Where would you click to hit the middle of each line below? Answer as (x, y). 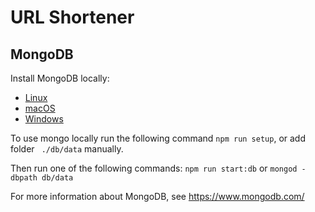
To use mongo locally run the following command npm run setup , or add (158, 138)
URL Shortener (72, 17)
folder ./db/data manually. (67, 149)
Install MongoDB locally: (60, 78)
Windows (44, 119)
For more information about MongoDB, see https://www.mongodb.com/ (157, 196)
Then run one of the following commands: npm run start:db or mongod (154, 168)
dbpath (24, 178)
